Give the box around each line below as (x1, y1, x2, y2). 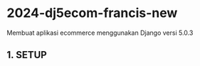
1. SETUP (6, 49, 47, 61)
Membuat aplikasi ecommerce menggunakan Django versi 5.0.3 (6, 28, 194, 37)
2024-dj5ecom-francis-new (6, 5, 178, 21)
